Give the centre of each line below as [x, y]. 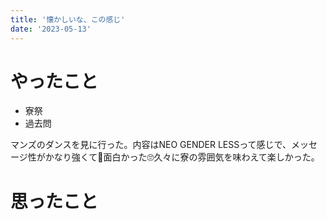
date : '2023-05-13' [51, 29]
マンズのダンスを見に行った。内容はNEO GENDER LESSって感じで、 [151, 145]
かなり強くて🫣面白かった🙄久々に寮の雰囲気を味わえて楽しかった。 [182, 157]
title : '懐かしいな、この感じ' [68, 19]
